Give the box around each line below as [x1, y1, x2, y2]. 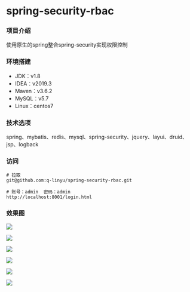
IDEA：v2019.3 [14, 79, 52, 87]
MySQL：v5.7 [14, 94, 49, 102]
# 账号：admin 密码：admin [6, 189, 71, 195]
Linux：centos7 [14, 102, 54, 109]
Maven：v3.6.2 [14, 87, 53, 94]
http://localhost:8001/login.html [6, 194, 93, 201]
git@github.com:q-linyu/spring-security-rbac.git [6, 177, 133, 183]
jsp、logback [6, 141, 39, 148]
